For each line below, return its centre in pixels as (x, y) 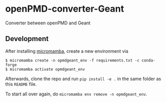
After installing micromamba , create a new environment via (67, 51)
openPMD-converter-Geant (65, 9)
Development (27, 39)
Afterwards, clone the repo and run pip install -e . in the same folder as (83, 79)
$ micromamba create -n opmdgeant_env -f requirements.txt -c (72, 60)
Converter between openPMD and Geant (48, 23)
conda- (148, 60)
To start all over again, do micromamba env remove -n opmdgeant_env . (76, 94)
